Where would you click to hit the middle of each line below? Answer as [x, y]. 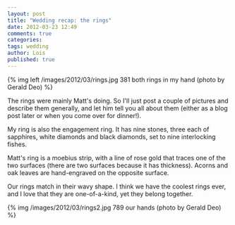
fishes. [17, 144]
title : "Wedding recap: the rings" [60, 20]
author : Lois [26, 53]
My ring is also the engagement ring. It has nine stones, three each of [108, 129]
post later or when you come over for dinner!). [74, 115]
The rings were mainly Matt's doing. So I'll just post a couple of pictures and [118, 101]
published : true [31, 60]
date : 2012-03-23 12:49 [42, 27]
